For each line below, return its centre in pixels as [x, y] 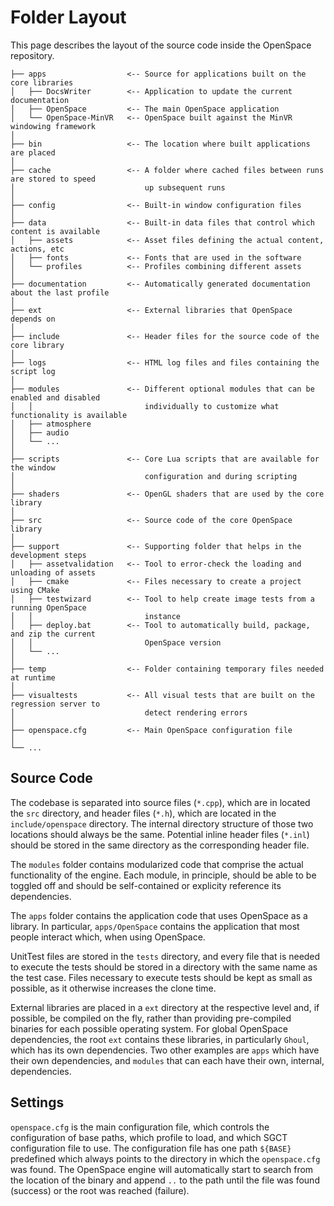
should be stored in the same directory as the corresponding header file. [160, 845]
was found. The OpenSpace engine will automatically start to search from [162, 1169]
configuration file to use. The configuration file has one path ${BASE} [151, 1148]
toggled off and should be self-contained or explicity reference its [146, 885]
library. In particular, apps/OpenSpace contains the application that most [155, 926]
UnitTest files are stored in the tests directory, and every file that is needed [165, 956]
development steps [48, 555]
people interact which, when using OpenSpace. [108, 937]
